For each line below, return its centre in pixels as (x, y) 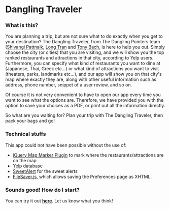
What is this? (22, 25)
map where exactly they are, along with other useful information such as (81, 79)
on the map (25, 160)
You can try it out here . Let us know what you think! (59, 201)
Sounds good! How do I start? (42, 190)
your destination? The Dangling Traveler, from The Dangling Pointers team (83, 42)
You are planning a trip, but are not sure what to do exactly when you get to (84, 36)
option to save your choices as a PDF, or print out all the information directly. (85, 106)
